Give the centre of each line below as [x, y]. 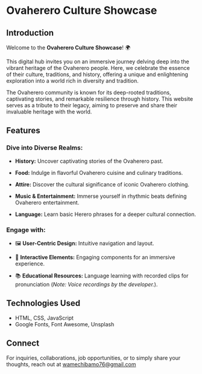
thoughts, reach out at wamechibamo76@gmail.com [71, 364]
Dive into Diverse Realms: [45, 148]
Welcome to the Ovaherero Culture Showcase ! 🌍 [68, 48]
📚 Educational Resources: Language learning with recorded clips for [102, 276]
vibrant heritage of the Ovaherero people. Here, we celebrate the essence [98, 68]
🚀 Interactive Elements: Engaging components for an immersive [95, 257]
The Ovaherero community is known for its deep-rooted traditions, [89, 92]
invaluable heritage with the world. [49, 112]
